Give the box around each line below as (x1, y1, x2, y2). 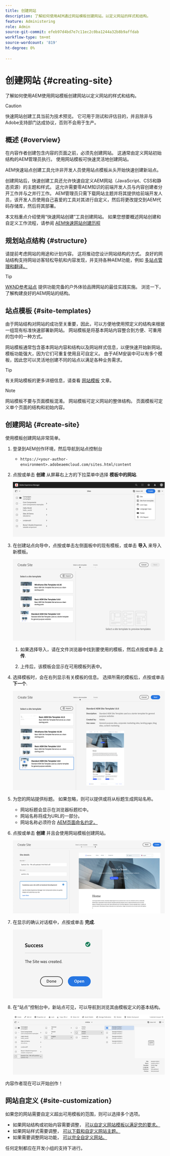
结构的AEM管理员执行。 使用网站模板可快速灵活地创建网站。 (5, 156, 132, 162)
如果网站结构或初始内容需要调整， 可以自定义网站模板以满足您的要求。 (12, 1122, 160, 1128)
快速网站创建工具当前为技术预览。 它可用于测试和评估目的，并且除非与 (5, 113, 153, 119)
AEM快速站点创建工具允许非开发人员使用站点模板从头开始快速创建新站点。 (5, 167, 161, 173)
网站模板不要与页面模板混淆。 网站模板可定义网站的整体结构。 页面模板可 (5, 398, 158, 404)
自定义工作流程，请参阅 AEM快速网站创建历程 (5, 220, 101, 226)
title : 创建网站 (5, 8, 36, 13)
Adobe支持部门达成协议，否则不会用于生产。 (5, 119, 99, 125)
